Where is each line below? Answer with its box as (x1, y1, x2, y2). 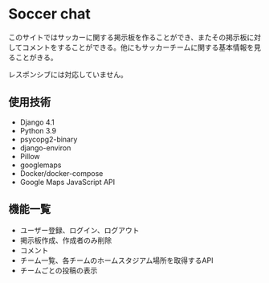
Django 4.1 (19, 117, 55, 127)
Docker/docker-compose (19, 168, 104, 178)
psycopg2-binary (19, 134, 78, 144)
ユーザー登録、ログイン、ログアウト (19, 225, 140, 235)
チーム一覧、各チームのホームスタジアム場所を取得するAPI (19, 255, 214, 265)
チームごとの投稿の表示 (19, 265, 98, 275)
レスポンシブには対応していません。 (8, 69, 128, 79)
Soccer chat (8, 5, 91, 23)
